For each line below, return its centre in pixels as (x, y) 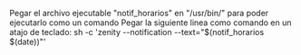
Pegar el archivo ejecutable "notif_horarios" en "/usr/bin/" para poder (139, 13)
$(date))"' (28, 41)
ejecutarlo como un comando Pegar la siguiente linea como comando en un (150, 23)
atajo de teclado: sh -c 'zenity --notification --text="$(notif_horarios (137, 32)
